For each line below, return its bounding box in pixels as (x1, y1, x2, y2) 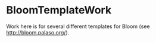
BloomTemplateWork (6, 3, 112, 17)
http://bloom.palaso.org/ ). (6, 29, 70, 36)
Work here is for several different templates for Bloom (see (6, 23, 150, 30)
